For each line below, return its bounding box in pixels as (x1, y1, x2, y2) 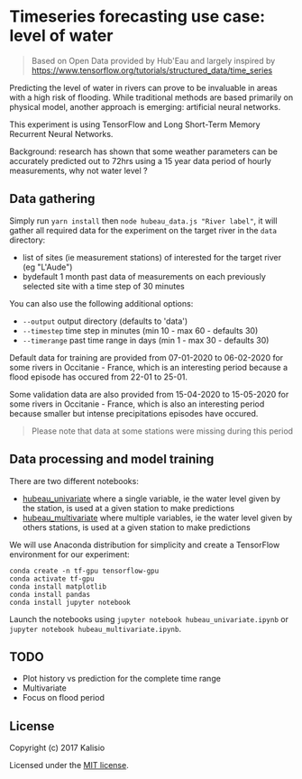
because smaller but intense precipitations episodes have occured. (9, 408, 259, 418)
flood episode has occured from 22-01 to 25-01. (9, 371, 188, 382)
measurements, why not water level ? (9, 165, 148, 176)
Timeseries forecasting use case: (9, 6, 266, 27)
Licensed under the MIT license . (9, 760, 129, 771)
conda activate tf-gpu (9, 574, 95, 583)
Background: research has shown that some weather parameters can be (9, 146, 278, 157)
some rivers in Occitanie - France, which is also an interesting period (9, 399, 265, 409)
